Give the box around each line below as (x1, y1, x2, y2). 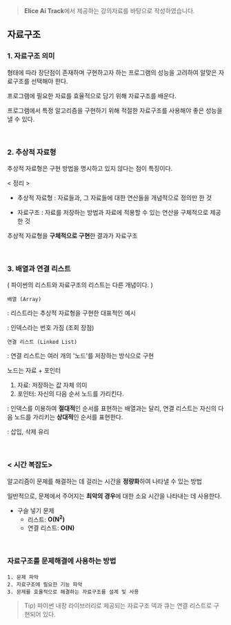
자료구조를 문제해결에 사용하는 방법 (7, 556, 117, 566)
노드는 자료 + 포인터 (7, 366, 61, 375)
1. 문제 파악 (7, 573, 39, 581)
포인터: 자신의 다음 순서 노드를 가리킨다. (17, 390, 124, 398)
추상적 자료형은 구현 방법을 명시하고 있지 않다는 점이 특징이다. (7, 164, 173, 172)
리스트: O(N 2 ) (27, 514, 66, 523)
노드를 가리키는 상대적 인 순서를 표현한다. (14, 413, 123, 421)
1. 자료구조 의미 (7, 51, 55, 61)
